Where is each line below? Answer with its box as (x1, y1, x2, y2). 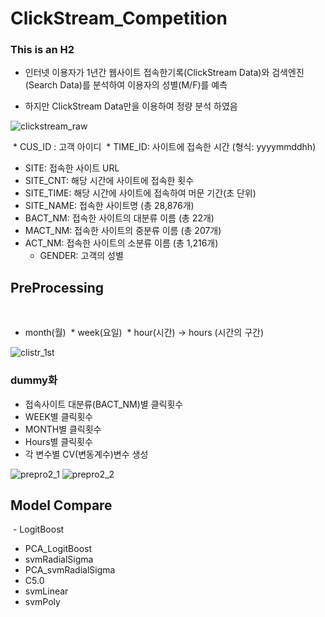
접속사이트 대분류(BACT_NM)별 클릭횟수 (24, 398, 184, 410)
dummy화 (10, 373, 58, 387)
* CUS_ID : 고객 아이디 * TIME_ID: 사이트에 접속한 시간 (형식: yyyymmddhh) (12, 141, 317, 153)
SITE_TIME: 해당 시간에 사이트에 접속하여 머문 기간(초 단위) (24, 187, 257, 199)
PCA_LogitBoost (24, 543, 92, 555)
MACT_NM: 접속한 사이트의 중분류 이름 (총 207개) (24, 225, 222, 237)
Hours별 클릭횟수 (24, 435, 93, 447)
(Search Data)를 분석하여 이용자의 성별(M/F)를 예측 (24, 79, 228, 91)
